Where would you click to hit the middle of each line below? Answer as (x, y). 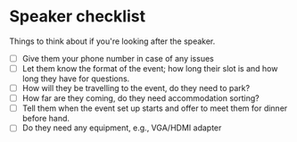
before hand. (45, 119)
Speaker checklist (77, 17)
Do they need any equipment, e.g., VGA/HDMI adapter (122, 128)
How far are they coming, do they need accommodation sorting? (141, 98)
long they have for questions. (76, 79)
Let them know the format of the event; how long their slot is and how (150, 68)
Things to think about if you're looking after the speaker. (112, 41)
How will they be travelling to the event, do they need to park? (136, 88)
